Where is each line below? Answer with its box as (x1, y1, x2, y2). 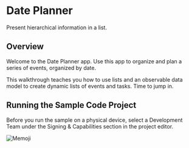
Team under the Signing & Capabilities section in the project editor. (6, 122, 174, 130)
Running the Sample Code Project (6, 100, 137, 110)
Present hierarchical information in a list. (6, 24, 108, 31)
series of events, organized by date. (6, 64, 96, 71)
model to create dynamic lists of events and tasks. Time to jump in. (6, 82, 174, 90)
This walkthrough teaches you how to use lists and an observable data (6, 76, 184, 83)
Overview (6, 41, 44, 52)
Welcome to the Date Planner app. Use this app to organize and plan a (6, 57, 182, 65)
